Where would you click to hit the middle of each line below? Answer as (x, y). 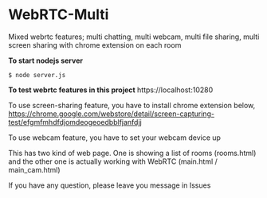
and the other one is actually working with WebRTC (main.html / (113, 161)
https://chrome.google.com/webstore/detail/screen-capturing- (112, 114)
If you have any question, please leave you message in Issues (110, 185)
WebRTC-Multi (59, 15)
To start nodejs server (46, 60)
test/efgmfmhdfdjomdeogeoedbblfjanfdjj (75, 122)
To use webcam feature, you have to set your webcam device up (115, 138)
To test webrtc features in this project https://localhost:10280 (111, 90)
